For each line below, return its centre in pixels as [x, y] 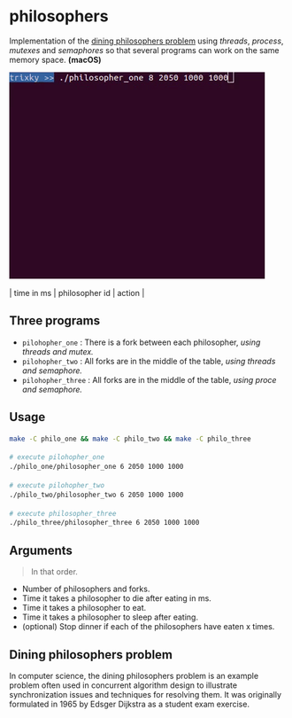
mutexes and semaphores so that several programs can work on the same [145, 50]
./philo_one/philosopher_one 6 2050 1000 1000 [96, 467]
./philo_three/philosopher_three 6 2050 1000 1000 [104, 523]
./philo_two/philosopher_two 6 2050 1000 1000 [96, 495]
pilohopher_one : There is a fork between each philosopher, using [141, 342]
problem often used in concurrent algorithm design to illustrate [123, 685]
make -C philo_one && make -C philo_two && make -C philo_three [130, 439]
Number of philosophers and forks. [86, 589]
